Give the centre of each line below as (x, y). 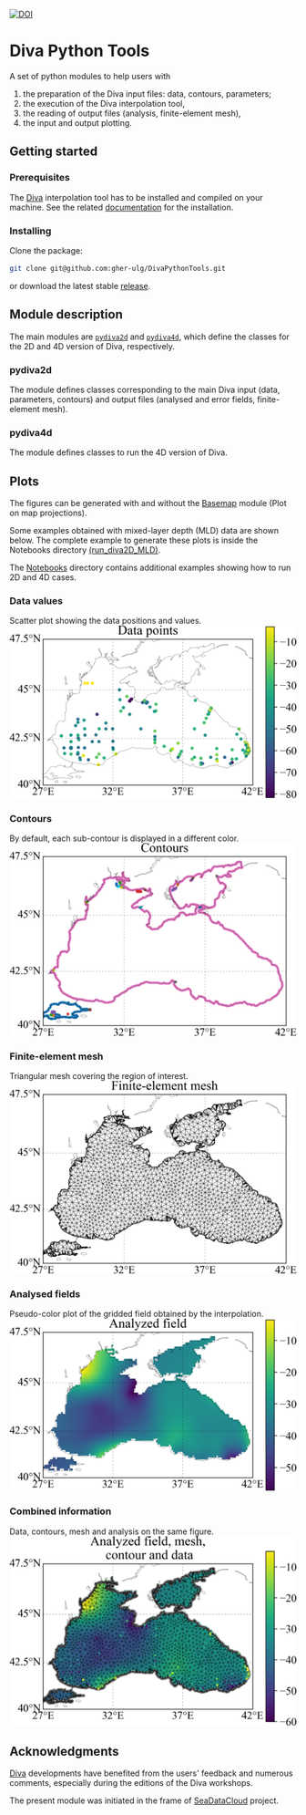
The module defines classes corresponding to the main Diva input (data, (145, 389)
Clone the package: (46, 250)
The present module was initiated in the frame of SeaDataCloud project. (144, 1800)
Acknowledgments (65, 1751)
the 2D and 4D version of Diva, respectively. (92, 346)
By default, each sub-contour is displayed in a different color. (124, 838)
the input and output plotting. (77, 122)
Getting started (54, 152)
